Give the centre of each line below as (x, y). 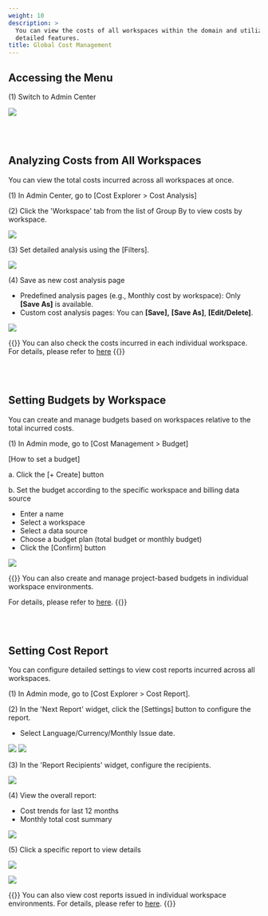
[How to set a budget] (44, 458)
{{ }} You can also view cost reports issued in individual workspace (117, 895)
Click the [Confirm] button (63, 548)
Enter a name (41, 513)
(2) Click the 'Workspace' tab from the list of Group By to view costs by (125, 210)
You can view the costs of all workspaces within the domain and (126, 30)
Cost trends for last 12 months (69, 811)
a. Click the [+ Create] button (56, 474)
